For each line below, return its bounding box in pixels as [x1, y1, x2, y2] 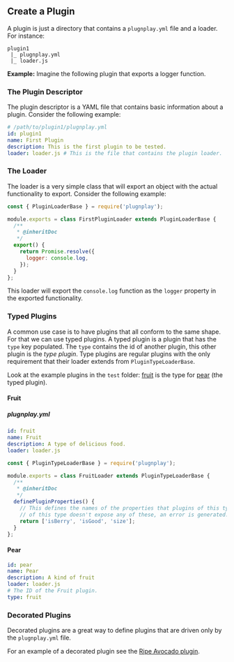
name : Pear [7, 568, 39, 575]
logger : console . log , [25, 254, 89, 261]
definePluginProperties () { [13, 499, 95, 506]
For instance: [7, 31, 45, 40]
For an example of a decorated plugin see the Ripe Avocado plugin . [7, 647, 201, 656]
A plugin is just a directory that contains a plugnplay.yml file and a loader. [7, 24, 218, 32]
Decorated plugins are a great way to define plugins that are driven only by [7, 626, 222, 635]
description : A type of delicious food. [7, 441, 127, 448]
